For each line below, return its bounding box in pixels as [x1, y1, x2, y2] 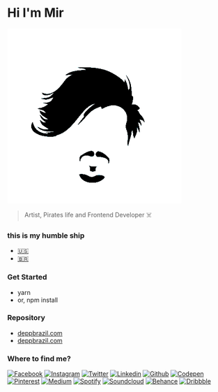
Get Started [7, 273, 47, 282]
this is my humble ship [7, 231, 85, 240]
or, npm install [17, 296, 58, 304]
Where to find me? [7, 354, 71, 363]
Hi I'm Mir [7, 5, 64, 21]
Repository [7, 313, 45, 323]
